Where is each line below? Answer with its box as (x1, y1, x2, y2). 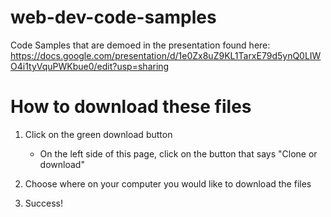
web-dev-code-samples (10, 6, 217, 29)
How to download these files (10, 96, 252, 118)
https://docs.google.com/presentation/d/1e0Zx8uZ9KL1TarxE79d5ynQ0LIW (10, 49, 322, 61)
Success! (24, 197, 64, 209)
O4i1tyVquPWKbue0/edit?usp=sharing (10, 60, 170, 72)
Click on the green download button (24, 128, 173, 140)
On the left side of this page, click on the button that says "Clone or (39, 147, 318, 160)
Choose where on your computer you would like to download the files (24, 177, 312, 190)
